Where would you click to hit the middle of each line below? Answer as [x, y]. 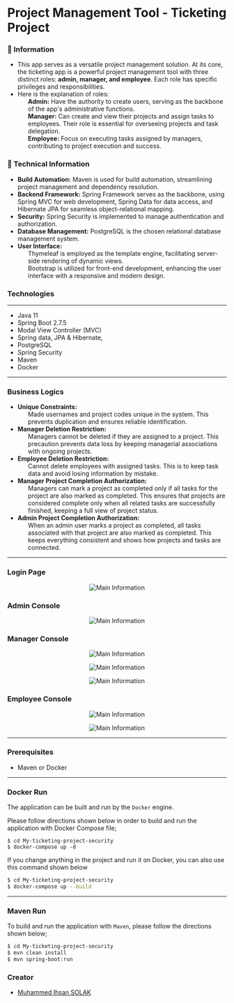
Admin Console [34, 606]
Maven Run [27, 911]
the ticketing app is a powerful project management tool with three [113, 72]
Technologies [31, 293]
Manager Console [38, 638]
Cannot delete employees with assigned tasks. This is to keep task [123, 466]
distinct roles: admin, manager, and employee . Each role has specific [117, 79]
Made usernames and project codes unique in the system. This [118, 414]
